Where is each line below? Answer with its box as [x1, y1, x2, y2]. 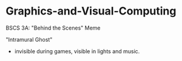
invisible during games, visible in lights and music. [14, 47, 140, 55]
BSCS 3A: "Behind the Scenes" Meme [5, 24, 101, 31]
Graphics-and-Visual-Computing [5, 4, 177, 18]
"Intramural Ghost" [5, 36, 53, 43]
